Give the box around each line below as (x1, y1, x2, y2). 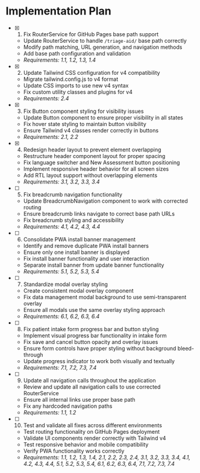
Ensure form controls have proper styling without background (23, 344, 177, 352)
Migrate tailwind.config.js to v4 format (23, 75, 119, 83)
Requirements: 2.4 (23, 95, 69, 102)
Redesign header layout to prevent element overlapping (23, 146, 161, 153)
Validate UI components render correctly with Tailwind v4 (23, 434, 166, 442)
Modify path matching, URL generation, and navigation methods (23, 43, 183, 51)
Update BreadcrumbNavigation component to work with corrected (23, 197, 188, 205)
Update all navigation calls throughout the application (23, 376, 156, 384)
